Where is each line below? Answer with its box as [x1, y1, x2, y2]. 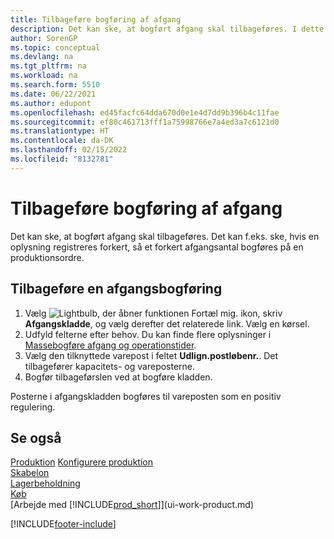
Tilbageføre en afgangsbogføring [10, 281, 223, 298]
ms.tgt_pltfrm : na [10, 61, 87, 71]
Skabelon [10, 467, 50, 479]
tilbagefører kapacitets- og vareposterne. [24, 360, 196, 372]
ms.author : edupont [10, 98, 92, 108]
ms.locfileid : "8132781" [10, 154, 114, 164]
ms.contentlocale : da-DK [10, 136, 114, 146]
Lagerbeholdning [10, 477, 81, 490]
